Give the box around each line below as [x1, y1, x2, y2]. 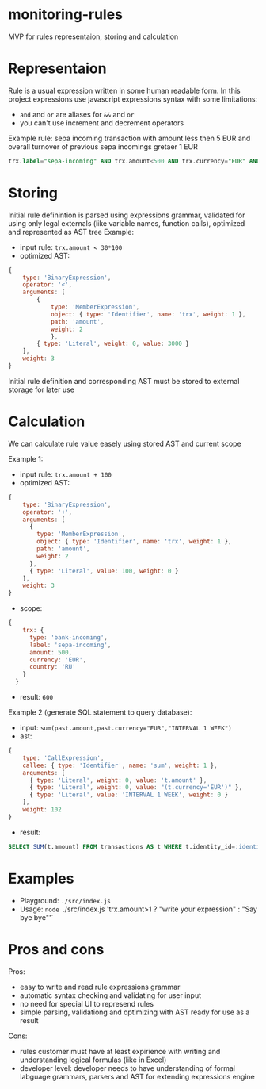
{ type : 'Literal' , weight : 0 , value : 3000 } [36, 339, 190, 348]
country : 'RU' [28, 663, 77, 671]
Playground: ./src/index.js [19, 895, 111, 905]
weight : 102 [22, 806, 62, 814]
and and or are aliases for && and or [19, 109, 135, 119]
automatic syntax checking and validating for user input [19, 990, 202, 1000]
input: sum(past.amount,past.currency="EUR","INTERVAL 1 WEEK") [19, 723, 232, 732]
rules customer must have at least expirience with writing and [19, 1046, 221, 1056]
